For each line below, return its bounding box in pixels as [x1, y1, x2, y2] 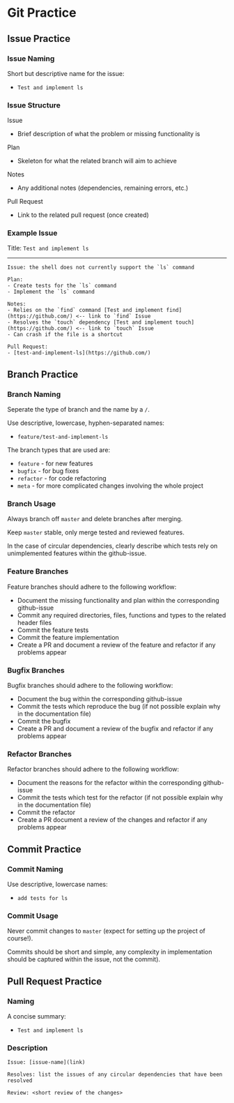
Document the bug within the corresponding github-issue [17, 695, 182, 703]
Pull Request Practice [7, 975, 102, 987]
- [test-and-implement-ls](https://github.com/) [7, 350, 151, 357]
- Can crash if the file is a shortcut [7, 331, 123, 338]
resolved [7, 1077, 33, 1084]
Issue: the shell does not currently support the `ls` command [7, 264, 195, 271]
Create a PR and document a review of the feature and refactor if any [17, 640, 216, 649]
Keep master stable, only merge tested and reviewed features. [7, 528, 185, 537]
